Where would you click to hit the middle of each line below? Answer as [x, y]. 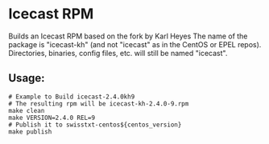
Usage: [27, 78]
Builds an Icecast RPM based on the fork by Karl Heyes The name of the [128, 36]
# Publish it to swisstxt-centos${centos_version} [95, 125]
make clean [27, 110]
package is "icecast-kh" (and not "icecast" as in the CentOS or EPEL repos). [135, 44]
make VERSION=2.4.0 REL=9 [52, 118]
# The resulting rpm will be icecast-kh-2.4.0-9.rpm [99, 104]
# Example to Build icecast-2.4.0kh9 [72, 97]
